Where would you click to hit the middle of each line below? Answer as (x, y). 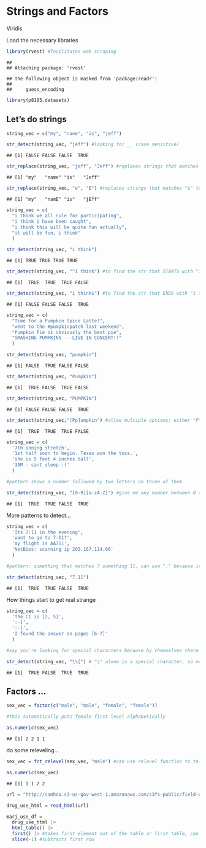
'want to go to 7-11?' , (42, 538)
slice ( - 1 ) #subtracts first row (53, 839)
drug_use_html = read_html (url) (48, 806)
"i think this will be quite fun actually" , (70, 227)
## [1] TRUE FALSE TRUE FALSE (48, 387)
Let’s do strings (37, 119)
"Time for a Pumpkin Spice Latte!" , (59, 321)
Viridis (14, 28)
